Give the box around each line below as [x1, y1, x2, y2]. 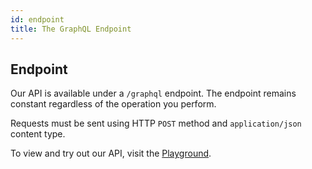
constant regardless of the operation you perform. [10, 98, 217, 110]
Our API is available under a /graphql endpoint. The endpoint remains [10, 87, 297, 100]
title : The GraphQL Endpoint [10, 24, 132, 34]
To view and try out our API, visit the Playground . [10, 147, 212, 160]
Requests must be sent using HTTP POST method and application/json [10, 117, 302, 130]
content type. [10, 128, 66, 140]
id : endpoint [10, 14, 65, 25]
